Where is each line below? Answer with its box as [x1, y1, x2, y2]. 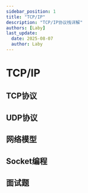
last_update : [6, 30, 38, 36]
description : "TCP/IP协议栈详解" [6, 19, 83, 25]
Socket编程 [6, 156, 48, 166]
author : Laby [11, 42, 43, 47]
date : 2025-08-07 [11, 36, 54, 42]
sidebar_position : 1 [6, 8, 57, 15]
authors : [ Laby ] [6, 25, 45, 31]
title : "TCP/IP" [6, 14, 45, 20]
